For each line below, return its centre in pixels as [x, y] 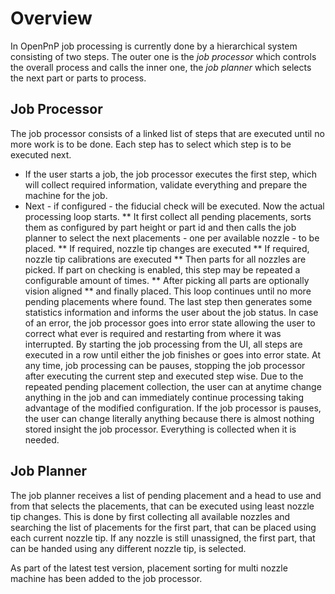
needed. [42, 439]
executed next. [41, 154]
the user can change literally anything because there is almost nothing [169, 418]
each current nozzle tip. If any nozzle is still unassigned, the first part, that [163, 538]
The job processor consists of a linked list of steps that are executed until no [167, 133]
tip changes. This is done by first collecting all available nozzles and [150, 516]
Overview [51, 18]
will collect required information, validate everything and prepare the [166, 184]
